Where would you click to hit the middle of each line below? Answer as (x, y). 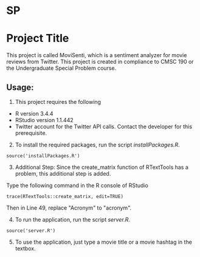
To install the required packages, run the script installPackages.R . (98, 145)
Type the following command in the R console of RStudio (78, 185)
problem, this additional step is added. (63, 173)
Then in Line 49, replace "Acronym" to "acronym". (69, 208)
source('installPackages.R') (43, 156)
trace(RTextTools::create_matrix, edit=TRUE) (65, 196)
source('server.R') (31, 231)
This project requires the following (58, 101)
